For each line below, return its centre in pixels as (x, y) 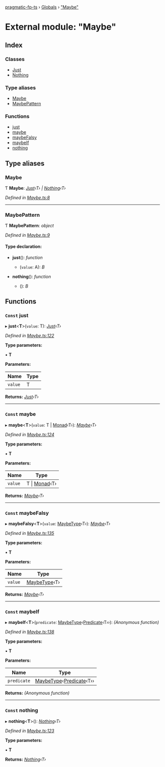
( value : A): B (32, 267)
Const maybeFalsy (27, 513)
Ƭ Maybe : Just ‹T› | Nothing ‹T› (36, 188)
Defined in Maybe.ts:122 (30, 336)
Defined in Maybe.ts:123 (30, 731)
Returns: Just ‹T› (22, 397)
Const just (17, 315)
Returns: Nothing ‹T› (26, 759)
